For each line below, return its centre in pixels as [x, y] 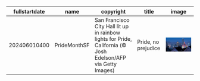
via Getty [106, 64]
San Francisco [112, 20]
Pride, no [148, 42]
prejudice [149, 48]
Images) [104, 70]
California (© [110, 45]
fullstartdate [29, 11]
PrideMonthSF [72, 45]
